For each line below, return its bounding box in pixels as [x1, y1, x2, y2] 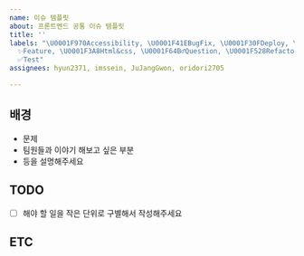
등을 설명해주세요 [22, 156, 84, 166]
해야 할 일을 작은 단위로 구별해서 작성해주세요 [22, 207, 183, 218]
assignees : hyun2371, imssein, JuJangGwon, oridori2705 [9, 64, 224, 73]
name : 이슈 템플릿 [9, 13, 70, 23]
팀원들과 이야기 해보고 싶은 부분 [22, 144, 134, 155]
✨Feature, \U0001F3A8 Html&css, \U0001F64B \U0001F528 [17, 47, 267, 56]
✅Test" [17, 55, 44, 64]
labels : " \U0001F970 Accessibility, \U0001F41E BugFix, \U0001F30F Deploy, [9, 38, 290, 48]
